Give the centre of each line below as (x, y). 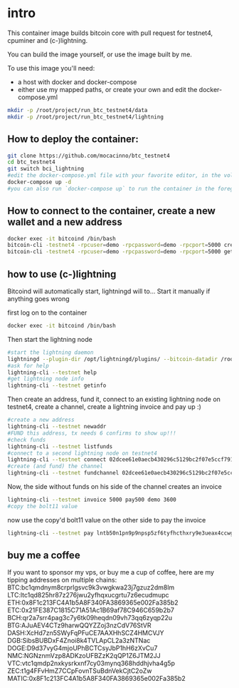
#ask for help (28, 365)
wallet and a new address (65, 222)
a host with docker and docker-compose (77, 82)
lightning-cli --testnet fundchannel (63, 473)
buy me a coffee (44, 556)
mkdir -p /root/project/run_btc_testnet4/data (78, 110)
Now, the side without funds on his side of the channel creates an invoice (115, 486)
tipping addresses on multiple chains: (62, 580)
